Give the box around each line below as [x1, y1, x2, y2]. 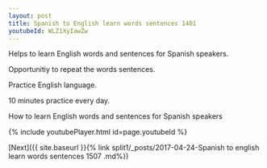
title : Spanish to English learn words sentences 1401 [8, 19, 197, 27]
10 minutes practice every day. [8, 96, 111, 106]
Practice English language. [8, 80, 97, 90]
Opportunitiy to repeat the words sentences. [8, 65, 156, 74]
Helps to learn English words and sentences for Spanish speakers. [8, 49, 229, 59]
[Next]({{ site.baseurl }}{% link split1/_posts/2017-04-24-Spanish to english [8, 143, 260, 153]
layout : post [8, 11, 52, 20]
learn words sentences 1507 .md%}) [8, 151, 129, 162]
